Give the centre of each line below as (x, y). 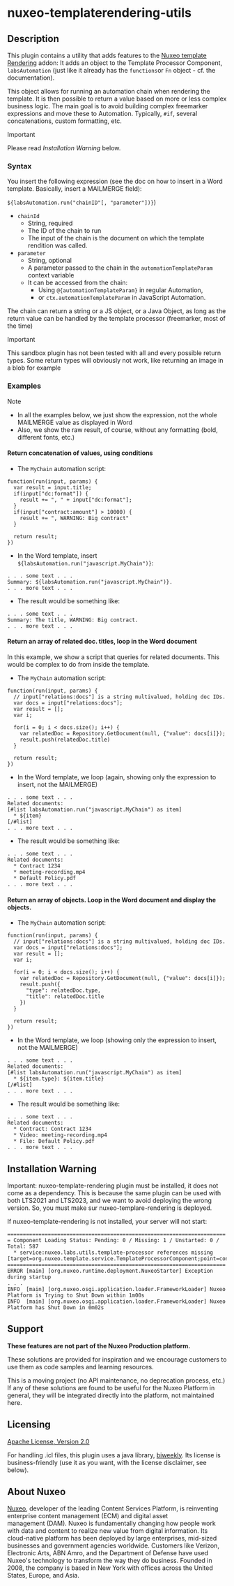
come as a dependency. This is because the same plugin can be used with (114, 1193)
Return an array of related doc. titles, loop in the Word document (102, 642)
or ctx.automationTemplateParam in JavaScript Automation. (122, 298)
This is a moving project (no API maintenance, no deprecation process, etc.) (116, 1380)
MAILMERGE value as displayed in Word (75, 422)
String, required (50, 223)
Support (25, 1329)
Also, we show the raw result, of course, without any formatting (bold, (117, 430)
